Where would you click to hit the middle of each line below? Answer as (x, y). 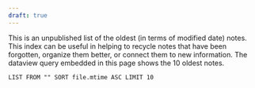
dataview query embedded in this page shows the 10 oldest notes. (116, 63)
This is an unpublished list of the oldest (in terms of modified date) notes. (127, 38)
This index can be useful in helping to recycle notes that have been (118, 46)
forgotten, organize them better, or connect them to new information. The (128, 54)
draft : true (28, 15)
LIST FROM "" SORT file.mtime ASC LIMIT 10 (81, 77)
